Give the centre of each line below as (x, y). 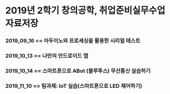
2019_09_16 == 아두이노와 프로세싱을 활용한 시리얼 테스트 (73, 41)
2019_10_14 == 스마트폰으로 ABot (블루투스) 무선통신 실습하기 (78, 71)
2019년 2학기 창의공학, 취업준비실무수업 (85, 11)
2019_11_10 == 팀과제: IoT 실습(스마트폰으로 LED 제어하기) (74, 86)
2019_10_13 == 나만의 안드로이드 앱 (47, 56)
